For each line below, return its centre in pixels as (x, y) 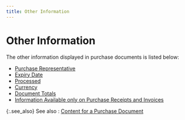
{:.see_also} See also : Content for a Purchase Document (75, 111)
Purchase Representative (45, 68)
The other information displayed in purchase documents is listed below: (92, 57)
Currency (26, 87)
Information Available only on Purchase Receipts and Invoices (89, 99)
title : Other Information (38, 11)
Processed (28, 81)
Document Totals (35, 93)
